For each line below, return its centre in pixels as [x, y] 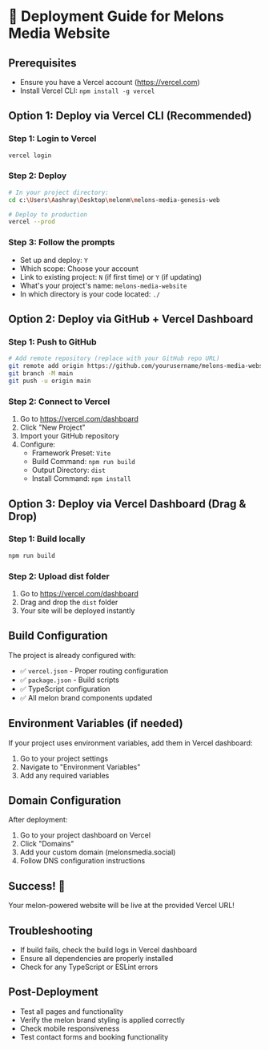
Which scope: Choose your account [79, 269]
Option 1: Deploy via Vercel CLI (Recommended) [130, 116]
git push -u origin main [50, 381]
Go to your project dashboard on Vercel [85, 835]
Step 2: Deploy [38, 176]
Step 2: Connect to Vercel [59, 402]
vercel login [30, 155]
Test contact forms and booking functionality [94, 1036]
